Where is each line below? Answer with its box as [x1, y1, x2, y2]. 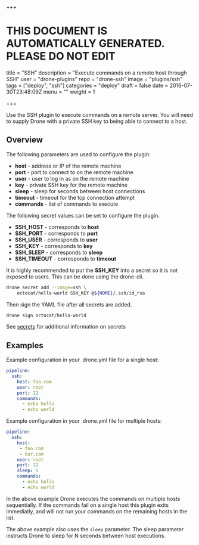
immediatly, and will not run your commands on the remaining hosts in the [6, 507, 188, 515]
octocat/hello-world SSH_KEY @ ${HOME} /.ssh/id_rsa [17, 290, 145, 296]
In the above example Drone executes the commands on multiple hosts [6, 495, 181, 502]
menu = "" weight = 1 [43, 88, 95, 95]
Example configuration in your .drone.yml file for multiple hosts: [6, 417, 162, 425]
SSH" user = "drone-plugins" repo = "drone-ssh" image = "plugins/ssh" [6, 75, 183, 82]
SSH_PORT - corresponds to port [14, 230, 98, 237]
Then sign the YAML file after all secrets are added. [6, 301, 132, 308]
